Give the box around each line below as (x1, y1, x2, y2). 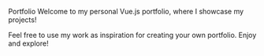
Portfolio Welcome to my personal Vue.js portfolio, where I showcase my (8, 7, 244, 16)
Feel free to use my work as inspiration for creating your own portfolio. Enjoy (8, 31, 257, 39)
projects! (8, 15, 37, 24)
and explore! (8, 39, 49, 48)
